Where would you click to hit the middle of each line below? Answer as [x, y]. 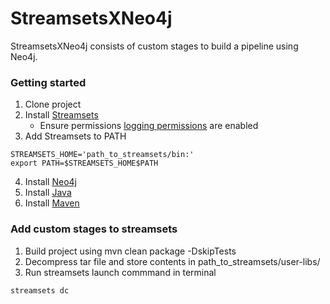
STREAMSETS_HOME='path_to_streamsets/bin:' [102, 155]
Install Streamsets [61, 115]
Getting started [48, 82]
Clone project [53, 104]
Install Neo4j [50, 182]
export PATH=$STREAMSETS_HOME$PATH [84, 163]
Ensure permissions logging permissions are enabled [149, 126]
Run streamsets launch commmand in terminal [120, 272]
